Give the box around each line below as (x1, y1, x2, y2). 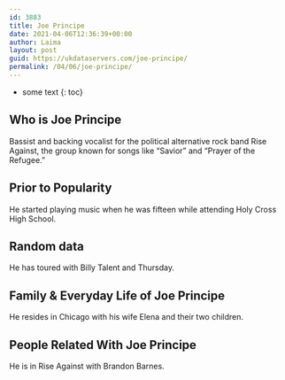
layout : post (9, 46, 58, 55)
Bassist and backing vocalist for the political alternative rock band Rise (9, 136, 267, 146)
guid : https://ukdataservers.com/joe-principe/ (9, 54, 189, 63)
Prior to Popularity (9, 181, 112, 196)
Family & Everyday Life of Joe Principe (9, 288, 226, 303)
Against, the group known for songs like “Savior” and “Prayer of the (9, 145, 256, 156)
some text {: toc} (21, 86, 84, 97)
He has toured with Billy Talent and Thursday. (9, 262, 175, 273)
